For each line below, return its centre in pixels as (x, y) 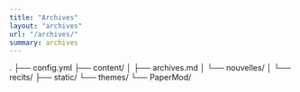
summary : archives (44, 42)
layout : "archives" (46, 26)
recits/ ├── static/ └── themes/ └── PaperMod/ (100, 78)
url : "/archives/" (44, 34)
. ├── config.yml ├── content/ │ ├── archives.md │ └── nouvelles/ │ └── (150, 68)
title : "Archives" (44, 17)
